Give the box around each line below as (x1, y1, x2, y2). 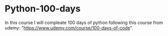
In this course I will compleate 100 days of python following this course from (5, 19, 163, 25)
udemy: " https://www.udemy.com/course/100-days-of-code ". (5, 24, 133, 30)
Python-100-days (5, 3, 81, 14)
